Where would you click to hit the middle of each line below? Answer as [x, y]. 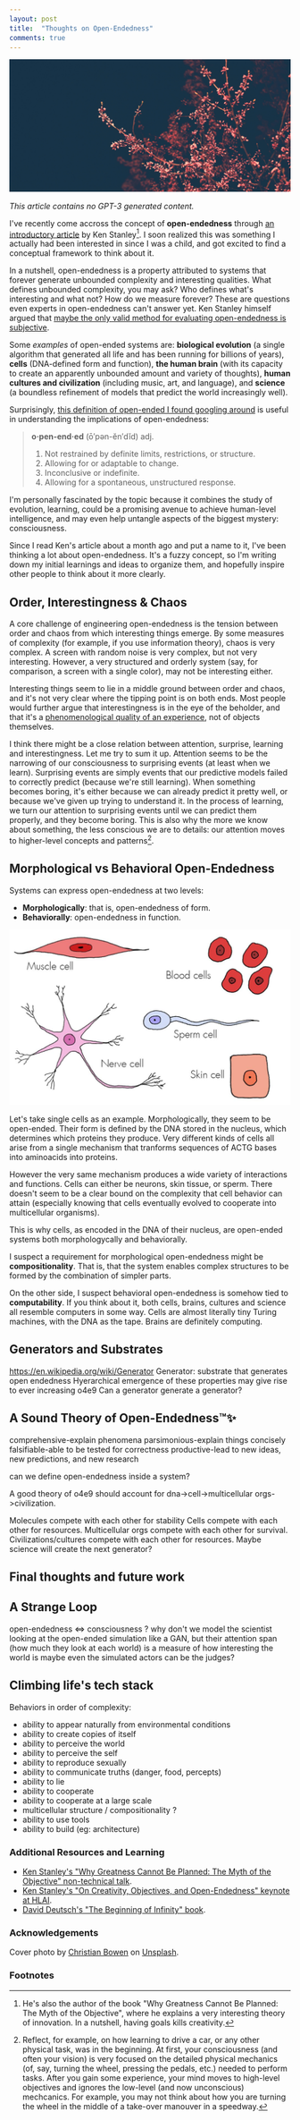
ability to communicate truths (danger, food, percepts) [121, 1772]
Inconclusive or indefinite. [92, 473]
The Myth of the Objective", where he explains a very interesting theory [154, 2013]
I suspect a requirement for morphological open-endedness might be [137, 1257]
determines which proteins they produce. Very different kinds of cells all [142, 1138]
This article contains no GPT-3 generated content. [102, 206]
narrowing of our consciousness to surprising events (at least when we [140, 763]
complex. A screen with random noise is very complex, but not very [133, 652]
